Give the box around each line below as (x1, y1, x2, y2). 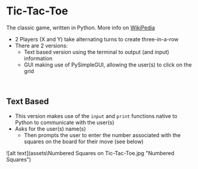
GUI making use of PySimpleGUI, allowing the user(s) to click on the (23, 61, 192, 68)
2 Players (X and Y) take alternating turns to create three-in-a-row (14, 35, 179, 43)
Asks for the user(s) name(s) (14, 125, 86, 132)
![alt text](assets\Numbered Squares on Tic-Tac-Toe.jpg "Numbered (6, 149, 175, 156)
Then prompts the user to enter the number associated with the (23, 131, 181, 138)
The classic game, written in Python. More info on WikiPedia (6, 24, 155, 31)
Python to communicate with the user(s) (14, 119, 115, 126)
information (23, 55, 53, 62)
